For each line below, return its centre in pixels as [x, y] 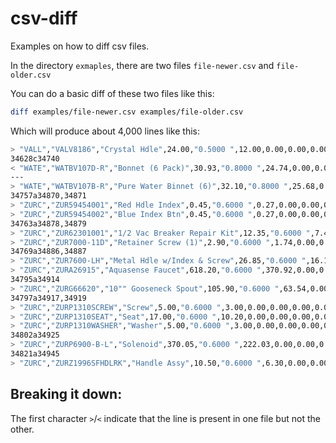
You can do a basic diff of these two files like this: [112, 93]
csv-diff [44, 18]
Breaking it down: [66, 394]
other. [22, 429]
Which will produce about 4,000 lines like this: [105, 131]
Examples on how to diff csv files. [80, 46]
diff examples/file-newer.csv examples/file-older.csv [127, 112]
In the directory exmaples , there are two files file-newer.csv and [142, 65]
